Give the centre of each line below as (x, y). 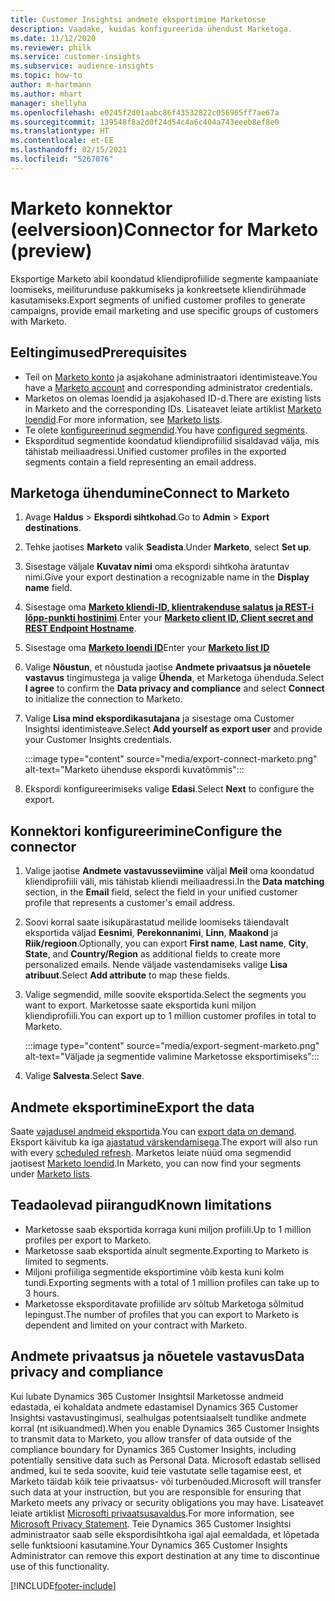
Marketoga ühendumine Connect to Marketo (150, 492)
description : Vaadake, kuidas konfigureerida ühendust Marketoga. (151, 29)
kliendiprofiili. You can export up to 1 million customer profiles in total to (170, 1016)
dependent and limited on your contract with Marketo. (136, 1325)
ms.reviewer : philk (51, 47)
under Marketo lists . (51, 1173)
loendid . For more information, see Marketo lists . (123, 419)
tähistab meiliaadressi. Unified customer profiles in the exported (155, 451)
